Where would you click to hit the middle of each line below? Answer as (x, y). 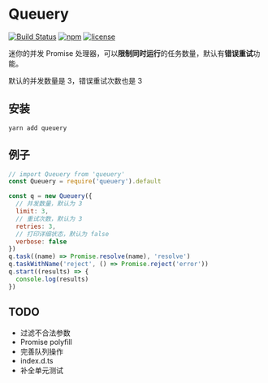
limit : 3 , (32, 212)
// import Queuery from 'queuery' (67, 174)
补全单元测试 (41, 370)
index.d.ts (37, 360)
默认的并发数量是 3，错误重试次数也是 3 (76, 80)
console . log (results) (52, 279)
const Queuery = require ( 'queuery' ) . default (85, 182)
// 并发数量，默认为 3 (49, 204)
